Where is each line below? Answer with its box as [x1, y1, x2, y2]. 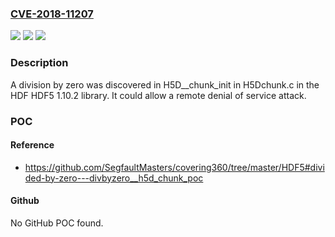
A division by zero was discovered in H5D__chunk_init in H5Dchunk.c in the [10, 78, 320, 91]
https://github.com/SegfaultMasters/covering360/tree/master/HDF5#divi [24, 161, 325, 173]
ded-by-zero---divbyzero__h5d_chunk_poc [24, 172, 204, 184]
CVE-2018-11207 [10, 7, 94, 21]
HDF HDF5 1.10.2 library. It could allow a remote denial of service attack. [10, 89, 307, 101]
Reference [10, 139, 55, 151]
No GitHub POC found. [10, 217, 104, 229]
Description [10, 56, 69, 70]
